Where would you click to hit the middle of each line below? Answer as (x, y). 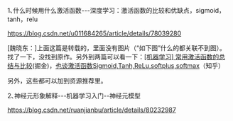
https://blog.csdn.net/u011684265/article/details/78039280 (94, 33)
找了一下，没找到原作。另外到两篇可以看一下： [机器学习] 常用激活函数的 (113, 57)
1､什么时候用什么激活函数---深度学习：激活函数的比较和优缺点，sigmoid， (116, 10)
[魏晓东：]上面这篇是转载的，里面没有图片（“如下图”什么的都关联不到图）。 (116, 48)
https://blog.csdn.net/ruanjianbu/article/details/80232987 (92, 110)
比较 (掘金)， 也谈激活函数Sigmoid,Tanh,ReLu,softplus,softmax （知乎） (122, 65)
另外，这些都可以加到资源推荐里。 (57, 81)
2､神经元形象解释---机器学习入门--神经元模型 (74, 96)
